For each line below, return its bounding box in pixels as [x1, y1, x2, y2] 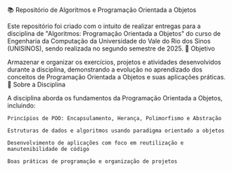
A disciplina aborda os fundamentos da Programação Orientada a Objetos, [7, 94, 223, 102]
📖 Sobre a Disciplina [7, 80, 65, 88]
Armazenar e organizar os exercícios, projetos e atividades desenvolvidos [7, 58, 221, 66]
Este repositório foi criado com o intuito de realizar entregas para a [7, 22, 201, 30]
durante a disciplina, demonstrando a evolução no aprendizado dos [7, 65, 202, 74]
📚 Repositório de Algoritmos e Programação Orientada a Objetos [7, 6, 197, 14]
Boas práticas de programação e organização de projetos [7, 158, 178, 165]
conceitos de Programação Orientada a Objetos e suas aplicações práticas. [7, 73, 226, 81]
